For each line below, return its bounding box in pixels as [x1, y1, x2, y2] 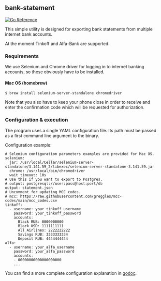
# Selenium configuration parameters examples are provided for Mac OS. [5, 151, 155, 156]
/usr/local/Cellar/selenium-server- [20, 160, 94, 165]
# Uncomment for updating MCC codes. [5, 189, 81, 194]
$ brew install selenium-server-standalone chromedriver [5, 91, 122, 96]
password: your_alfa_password [14, 249, 75, 254]
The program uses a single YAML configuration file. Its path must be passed [5, 127, 157, 133]
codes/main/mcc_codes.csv [5, 198, 57, 203]
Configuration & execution [5, 116, 69, 123]
